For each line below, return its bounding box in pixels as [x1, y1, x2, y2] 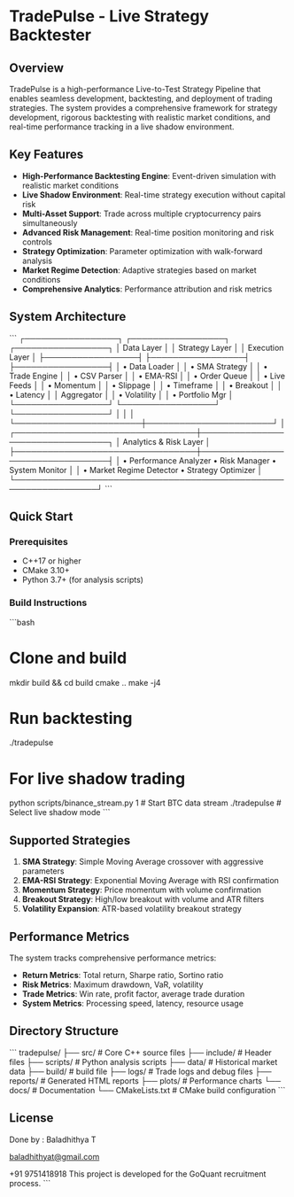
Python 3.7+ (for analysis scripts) [21, 574, 144, 586]
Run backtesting [9, 708, 133, 728]
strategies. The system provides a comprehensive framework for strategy [9, 103, 278, 113]
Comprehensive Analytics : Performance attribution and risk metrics [21, 284, 273, 294]
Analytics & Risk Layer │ [122, 436, 211, 447]
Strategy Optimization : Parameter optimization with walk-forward [21, 245, 263, 256]
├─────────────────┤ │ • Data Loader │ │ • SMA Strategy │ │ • [9, 361, 268, 371]
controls [21, 237, 53, 247]
